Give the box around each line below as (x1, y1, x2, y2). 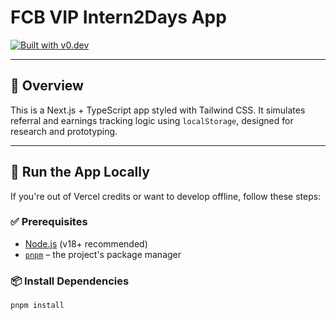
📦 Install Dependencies (10, 274, 130, 288)
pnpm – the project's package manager (24, 248, 182, 260)
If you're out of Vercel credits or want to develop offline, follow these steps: (10, 190, 322, 202)
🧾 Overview (10, 77, 84, 95)
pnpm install (10, 301, 65, 311)
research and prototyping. (10, 125, 118, 137)
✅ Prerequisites (10, 215, 88, 229)
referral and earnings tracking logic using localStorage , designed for (10, 114, 294, 126)
